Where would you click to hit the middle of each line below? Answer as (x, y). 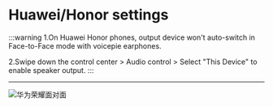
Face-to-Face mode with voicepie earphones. (85, 45)
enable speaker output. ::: (51, 70)
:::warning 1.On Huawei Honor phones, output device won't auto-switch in (132, 37)
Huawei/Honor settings (89, 15)
